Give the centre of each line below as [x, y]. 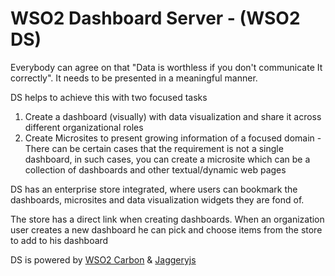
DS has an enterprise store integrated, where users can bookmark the [154, 189]
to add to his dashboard [59, 240]
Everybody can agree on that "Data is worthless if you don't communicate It [166, 67]
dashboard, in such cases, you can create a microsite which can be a [167, 159]
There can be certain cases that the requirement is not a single [154, 148]
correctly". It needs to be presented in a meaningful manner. [134, 78]
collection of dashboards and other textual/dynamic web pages [155, 169]
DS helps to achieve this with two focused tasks [109, 97]
